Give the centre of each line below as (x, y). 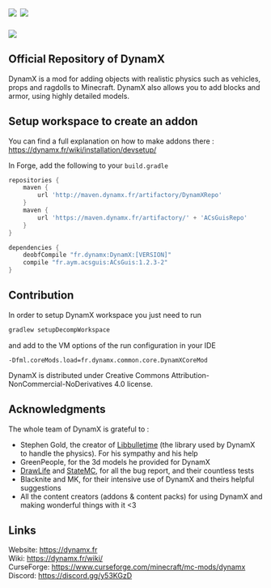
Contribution (41, 296)
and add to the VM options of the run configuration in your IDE (112, 345)
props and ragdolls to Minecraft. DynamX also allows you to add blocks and (134, 87)
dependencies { (34, 247)
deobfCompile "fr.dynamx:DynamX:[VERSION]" (97, 255)
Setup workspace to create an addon (103, 121)
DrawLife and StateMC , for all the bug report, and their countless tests (137, 470)
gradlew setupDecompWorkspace (59, 330)
